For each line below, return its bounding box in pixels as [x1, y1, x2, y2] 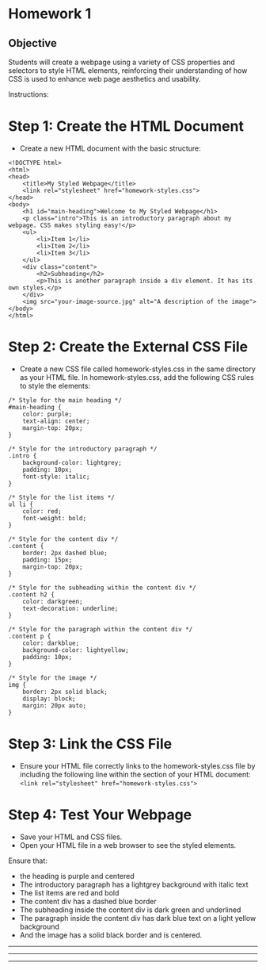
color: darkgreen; [22, 597, 83, 605]
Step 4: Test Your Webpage [8, 806, 192, 823]
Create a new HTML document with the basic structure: [19, 144, 202, 153]
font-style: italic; [22, 473, 90, 481]
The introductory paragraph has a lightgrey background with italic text [19, 880, 249, 889]
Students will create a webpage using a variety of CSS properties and [8, 57, 235, 67]
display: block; [22, 695, 77, 703]
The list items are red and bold [19, 888, 120, 897]
